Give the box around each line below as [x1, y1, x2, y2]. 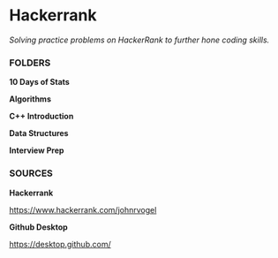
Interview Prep [9, 145, 64, 156]
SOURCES [9, 167, 53, 179]
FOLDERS [9, 57, 51, 69]
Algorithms [9, 94, 51, 104]
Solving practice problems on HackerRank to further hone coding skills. [9, 34, 270, 45]
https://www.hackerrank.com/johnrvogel [9, 204, 157, 215]
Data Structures [9, 128, 69, 139]
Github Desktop [9, 222, 68, 232]
